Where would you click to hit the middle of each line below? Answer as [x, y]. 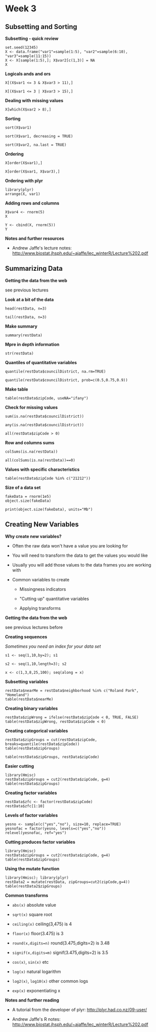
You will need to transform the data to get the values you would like [80, 555]
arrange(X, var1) [23, 194]
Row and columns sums [30, 442]
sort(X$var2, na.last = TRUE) [36, 145]
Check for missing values [31, 407]
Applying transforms [40, 608]
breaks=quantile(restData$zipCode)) [42, 744]
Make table [17, 389]
